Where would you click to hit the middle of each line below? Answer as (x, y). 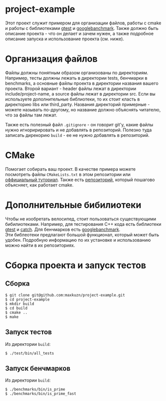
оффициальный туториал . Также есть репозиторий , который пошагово (80, 180)
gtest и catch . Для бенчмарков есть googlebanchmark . (63, 229)
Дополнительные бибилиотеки (73, 205)
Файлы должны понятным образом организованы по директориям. (77, 73)
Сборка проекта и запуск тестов (76, 265)
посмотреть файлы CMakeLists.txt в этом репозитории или (68, 174)
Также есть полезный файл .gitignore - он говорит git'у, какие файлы (79, 124)
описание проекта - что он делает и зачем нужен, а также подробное (79, 33)
